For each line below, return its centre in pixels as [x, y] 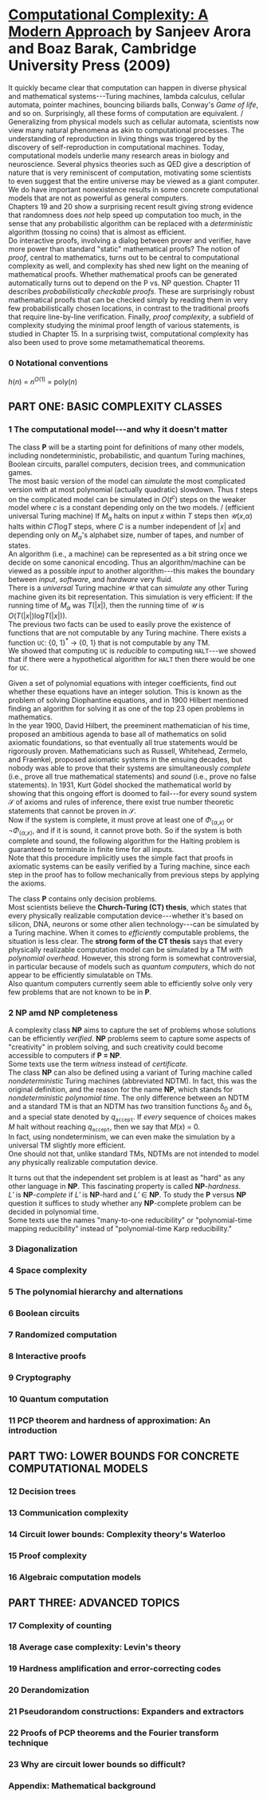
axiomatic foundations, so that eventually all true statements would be [123, 743]
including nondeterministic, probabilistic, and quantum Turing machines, [127, 455]
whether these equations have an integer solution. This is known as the [125, 691]
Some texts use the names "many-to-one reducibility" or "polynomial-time [130, 1220]
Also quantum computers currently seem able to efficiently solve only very [131, 983]
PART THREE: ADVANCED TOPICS [94, 1603]
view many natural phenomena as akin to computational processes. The [126, 130]
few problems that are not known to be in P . [80, 992]
